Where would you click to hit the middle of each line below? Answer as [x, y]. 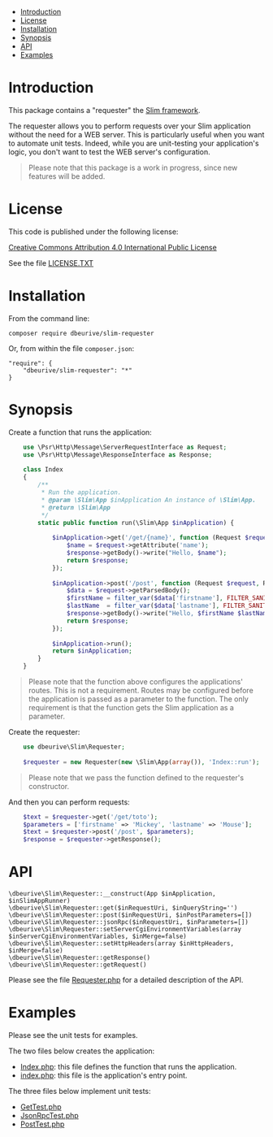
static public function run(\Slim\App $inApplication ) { [136, 523]
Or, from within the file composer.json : [71, 348]
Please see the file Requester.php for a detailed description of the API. [126, 980]
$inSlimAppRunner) [39, 901]
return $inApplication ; [92, 651]
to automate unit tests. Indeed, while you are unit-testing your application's [134, 143]
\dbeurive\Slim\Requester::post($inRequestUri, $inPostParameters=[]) [130, 915]
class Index [43, 470]
